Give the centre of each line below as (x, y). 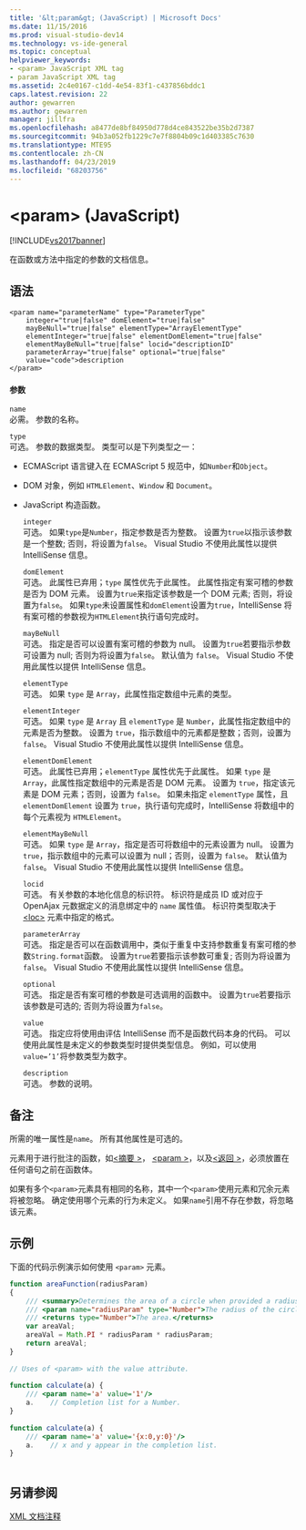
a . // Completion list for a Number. (103, 1403)
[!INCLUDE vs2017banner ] (58, 241)
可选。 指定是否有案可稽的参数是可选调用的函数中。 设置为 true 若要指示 (157, 995)
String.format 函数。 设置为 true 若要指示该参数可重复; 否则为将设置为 (161, 956)
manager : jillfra (42, 119)
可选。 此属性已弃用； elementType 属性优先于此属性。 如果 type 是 (147, 772)
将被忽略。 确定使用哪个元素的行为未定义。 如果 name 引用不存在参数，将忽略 (152, 1200)
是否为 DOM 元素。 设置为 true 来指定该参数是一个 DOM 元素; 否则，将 (153, 594)
